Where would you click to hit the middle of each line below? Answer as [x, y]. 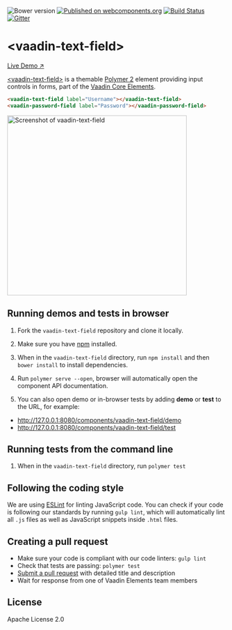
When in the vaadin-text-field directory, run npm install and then [113, 357]
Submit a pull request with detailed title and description [96, 573]
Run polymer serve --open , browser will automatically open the [107, 378]
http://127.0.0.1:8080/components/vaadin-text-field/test [96, 427]
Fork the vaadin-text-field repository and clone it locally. [100, 330]
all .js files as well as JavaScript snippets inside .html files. [93, 520]
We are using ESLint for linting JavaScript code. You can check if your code [115, 505]
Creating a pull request [58, 541]
